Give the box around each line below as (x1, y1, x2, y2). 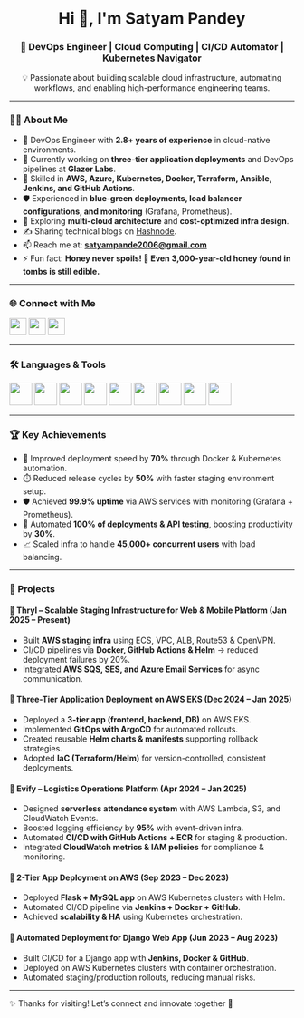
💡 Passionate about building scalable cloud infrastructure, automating (22, 73, 282, 83)
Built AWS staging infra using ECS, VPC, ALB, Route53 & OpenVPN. (22, 635, 276, 645)
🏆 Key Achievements (9, 429, 107, 441)
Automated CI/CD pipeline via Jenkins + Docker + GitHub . (22, 902, 242, 913)
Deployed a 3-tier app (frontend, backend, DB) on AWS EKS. (22, 714, 252, 724)
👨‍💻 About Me (9, 113, 68, 126)
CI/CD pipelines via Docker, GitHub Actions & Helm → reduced (22, 644, 259, 655)
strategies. (22, 743, 63, 753)
